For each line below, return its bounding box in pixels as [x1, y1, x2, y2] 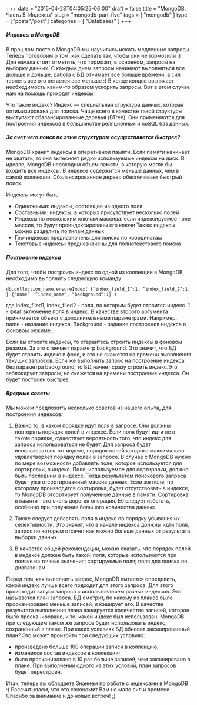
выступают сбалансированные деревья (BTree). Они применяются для [6, 113, 185, 120]
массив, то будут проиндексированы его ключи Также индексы [14, 221, 175, 228]
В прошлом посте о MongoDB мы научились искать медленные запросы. [6, 45, 191, 53]
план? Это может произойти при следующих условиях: [6, 631, 145, 639]
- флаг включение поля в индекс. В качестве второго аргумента [6, 308, 169, 315]
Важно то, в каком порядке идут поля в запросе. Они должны [14, 422, 171, 429]
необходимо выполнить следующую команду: [6, 274, 123, 282]
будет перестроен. [14, 668, 62, 675]
